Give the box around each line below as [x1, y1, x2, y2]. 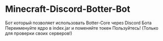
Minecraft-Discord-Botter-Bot [5, 3, 130, 15]
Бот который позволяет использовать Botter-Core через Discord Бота [5, 20, 152, 26]
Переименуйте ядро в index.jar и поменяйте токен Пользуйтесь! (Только [5, 25, 159, 31]
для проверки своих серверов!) [5, 30, 73, 36]
